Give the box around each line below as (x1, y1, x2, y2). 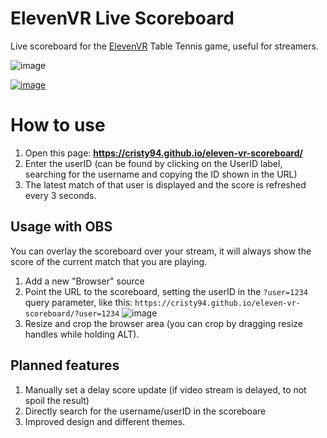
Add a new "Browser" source (24, 275, 145, 287)
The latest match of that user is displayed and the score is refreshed (24, 178, 307, 191)
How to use (10, 114, 106, 137)
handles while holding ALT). (24, 328, 140, 340)
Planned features (10, 357, 120, 374)
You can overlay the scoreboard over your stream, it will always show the (10, 245, 312, 257)
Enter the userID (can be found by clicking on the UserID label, (24, 157, 283, 169)
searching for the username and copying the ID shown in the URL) (24, 168, 298, 180)
